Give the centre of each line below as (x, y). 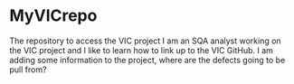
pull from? (28, 70)
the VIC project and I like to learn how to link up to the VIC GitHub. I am (142, 50)
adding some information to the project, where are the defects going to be (147, 60)
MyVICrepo (53, 16)
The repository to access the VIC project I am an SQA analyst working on (146, 41)
